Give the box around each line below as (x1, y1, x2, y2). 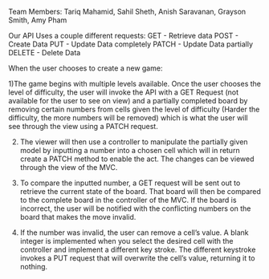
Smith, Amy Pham (8, 15, 67, 25)
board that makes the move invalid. (19, 212, 137, 221)
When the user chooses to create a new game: (8, 63, 163, 73)
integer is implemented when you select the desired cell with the (19, 237, 234, 245)
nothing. (19, 262, 48, 271)
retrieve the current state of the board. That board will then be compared (19, 187, 261, 196)
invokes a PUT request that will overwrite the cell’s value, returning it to (19, 253, 255, 263)
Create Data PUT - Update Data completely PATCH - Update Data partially (8, 39, 254, 49)
